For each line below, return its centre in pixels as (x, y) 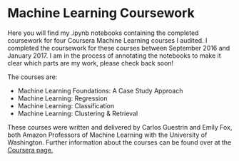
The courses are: (32, 77)
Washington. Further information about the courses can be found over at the (119, 142)
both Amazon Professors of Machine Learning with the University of (107, 135)
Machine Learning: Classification (66, 105)
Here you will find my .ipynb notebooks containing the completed (103, 33)
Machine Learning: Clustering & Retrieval (78, 113)
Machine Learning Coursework (101, 13)
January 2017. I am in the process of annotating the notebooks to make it (114, 56)
